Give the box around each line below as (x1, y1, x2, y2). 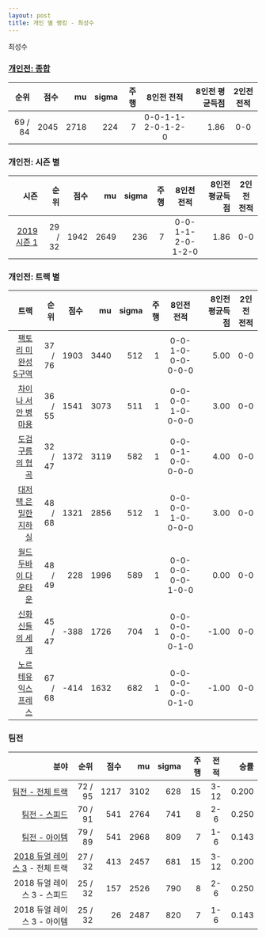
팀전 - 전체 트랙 (12, 786, 69, 797)
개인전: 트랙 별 (8, 272, 60, 283)
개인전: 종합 (8, 63, 51, 74)
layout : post (8, 11, 51, 20)
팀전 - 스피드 (21, 809, 69, 820)
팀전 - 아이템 (21, 832, 69, 843)
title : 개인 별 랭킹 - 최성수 (8, 19, 95, 27)
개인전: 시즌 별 (8, 156, 60, 167)
